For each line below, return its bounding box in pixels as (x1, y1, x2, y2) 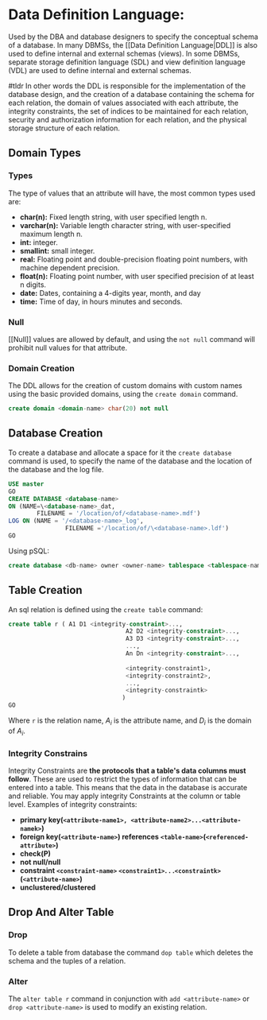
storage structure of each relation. (8, 123, 121, 133)
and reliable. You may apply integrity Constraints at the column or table (8, 791, 241, 801)
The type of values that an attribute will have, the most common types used (8, 188, 256, 198)
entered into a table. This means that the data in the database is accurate (8, 782, 248, 792)
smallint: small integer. (19, 246, 95, 255)
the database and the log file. (8, 464, 105, 474)
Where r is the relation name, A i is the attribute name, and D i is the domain (8, 716, 252, 727)
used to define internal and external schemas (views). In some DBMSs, (8, 48, 240, 58)
